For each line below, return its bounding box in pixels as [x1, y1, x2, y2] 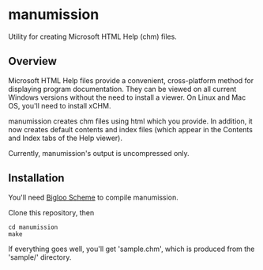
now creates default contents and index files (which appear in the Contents [8, 124, 253, 134]
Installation [8, 172, 65, 185]
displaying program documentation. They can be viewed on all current [8, 84, 237, 93]
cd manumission [8, 223, 58, 231]
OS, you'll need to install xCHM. [8, 101, 111, 110]
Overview [8, 55, 58, 68]
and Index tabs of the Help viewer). [8, 133, 122, 143]
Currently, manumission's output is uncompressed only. [8, 148, 190, 158]
